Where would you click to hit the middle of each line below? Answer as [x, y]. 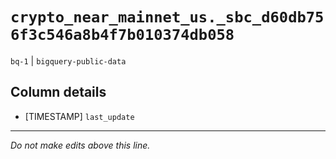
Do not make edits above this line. [80, 145]
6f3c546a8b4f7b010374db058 [122, 35]
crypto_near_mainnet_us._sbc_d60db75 [167, 17]
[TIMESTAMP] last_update [79, 116]
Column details [58, 92]
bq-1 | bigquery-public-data [68, 60]
